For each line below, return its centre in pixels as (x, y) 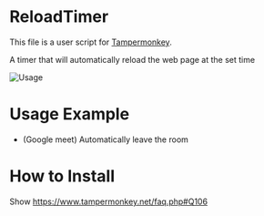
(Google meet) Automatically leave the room (106, 139)
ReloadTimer (59, 17)
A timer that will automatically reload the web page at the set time (132, 59)
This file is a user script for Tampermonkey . (91, 42)
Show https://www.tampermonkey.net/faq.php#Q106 (108, 201)
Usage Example (70, 114)
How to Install (62, 176)
